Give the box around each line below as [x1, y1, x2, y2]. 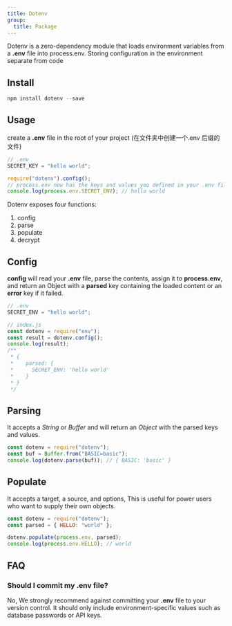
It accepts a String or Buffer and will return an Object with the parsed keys [7, 423, 219, 431]
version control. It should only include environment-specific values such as [7, 603, 221, 611]
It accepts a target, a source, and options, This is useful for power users [7, 494, 212, 503]
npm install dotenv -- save [7, 95, 85, 102]
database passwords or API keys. [7, 611, 102, 619]
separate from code [7, 57, 64, 65]
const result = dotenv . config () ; [7, 334, 104, 341]
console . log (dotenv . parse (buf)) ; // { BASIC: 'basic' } [7, 457, 171, 464]
